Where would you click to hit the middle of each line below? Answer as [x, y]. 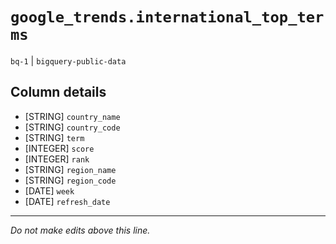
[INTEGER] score [59, 148]
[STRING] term [54, 137]
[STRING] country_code [72, 127]
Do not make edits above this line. [80, 230]
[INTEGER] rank [57, 159]
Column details [58, 92]
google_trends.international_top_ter [167, 17]
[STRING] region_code [70, 180]
